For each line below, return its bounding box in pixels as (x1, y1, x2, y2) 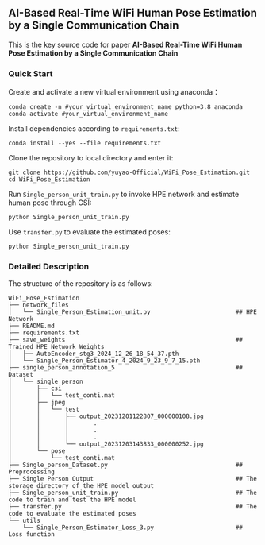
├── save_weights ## (8, 336, 244, 344)
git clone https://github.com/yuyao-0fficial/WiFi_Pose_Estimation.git (8, 168, 250, 177)
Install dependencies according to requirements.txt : (8, 124, 180, 133)
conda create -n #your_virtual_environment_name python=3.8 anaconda (8, 103, 244, 111)
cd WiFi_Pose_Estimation (8, 176, 90, 184)
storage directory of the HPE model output (8, 482, 155, 490)
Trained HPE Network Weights (8, 343, 105, 351)
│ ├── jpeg (8, 399, 66, 407)
